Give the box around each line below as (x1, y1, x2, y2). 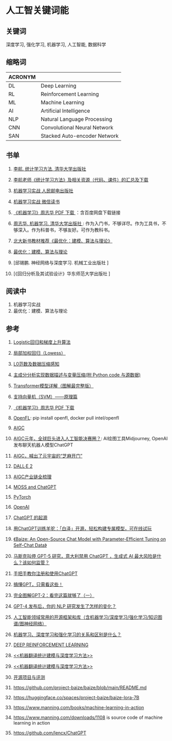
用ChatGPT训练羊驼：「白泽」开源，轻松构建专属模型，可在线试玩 (13, 526, 152, 532)
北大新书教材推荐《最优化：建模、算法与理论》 (13, 238, 112, 244)
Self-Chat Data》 (13, 542, 47, 548)
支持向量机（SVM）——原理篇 (13, 394, 78, 400)
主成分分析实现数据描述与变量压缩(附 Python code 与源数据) (13, 372, 141, 378)
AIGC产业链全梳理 (13, 474, 52, 480)
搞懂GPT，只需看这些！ (13, 582, 64, 588)
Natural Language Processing (41, 115, 112, 122)
